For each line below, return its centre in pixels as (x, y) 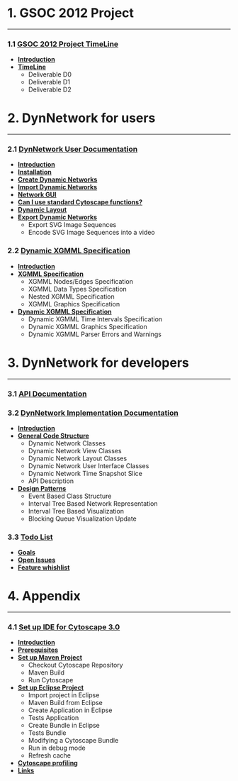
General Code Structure (53, 436)
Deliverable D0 (50, 74)
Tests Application (53, 718)
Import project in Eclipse (64, 695)
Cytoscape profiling (47, 763)
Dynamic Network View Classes (75, 450)
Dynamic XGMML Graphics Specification (87, 326)
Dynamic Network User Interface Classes (89, 465)
